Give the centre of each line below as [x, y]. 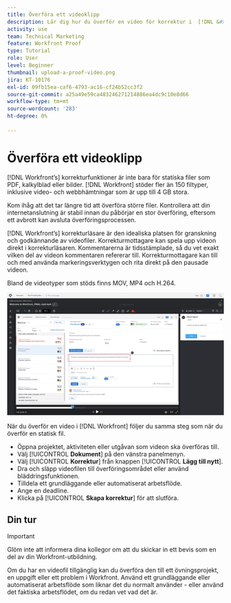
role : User [23, 58]
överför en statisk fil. [36, 434]
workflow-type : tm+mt [38, 102]
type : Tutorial [29, 51]
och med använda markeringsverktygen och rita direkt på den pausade [108, 262]
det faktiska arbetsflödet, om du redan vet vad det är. [82, 592]
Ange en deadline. [43, 491]
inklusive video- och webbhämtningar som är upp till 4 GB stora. [98, 192]
